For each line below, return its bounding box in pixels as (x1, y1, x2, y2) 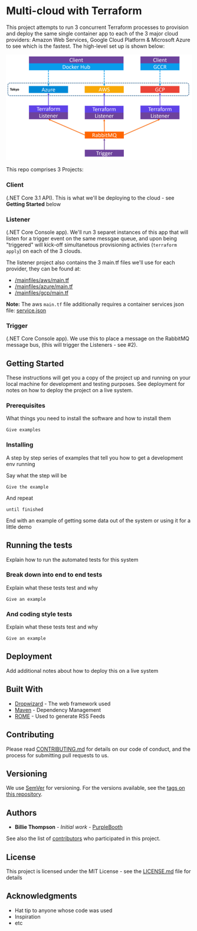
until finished (6, 506, 44, 512)
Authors (6, 808, 37, 818)
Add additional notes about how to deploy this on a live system (6, 667, 159, 674)
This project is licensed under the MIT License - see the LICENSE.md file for (6, 867, 191, 875)
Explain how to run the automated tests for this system (6, 556, 139, 563)
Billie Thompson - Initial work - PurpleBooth (14, 823, 123, 831)
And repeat (6, 494, 34, 502)
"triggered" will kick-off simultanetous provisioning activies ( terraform (6, 241, 177, 248)
